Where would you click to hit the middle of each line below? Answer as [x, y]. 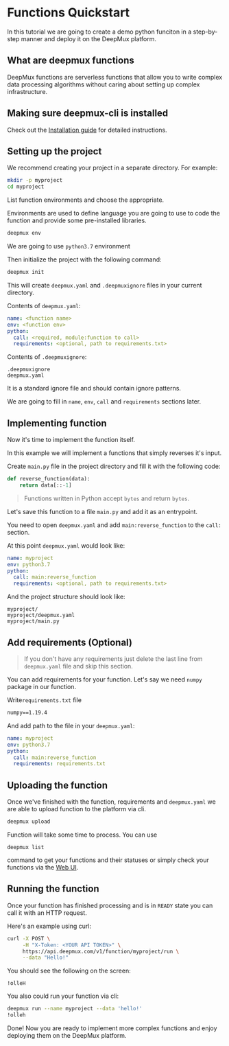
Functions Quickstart [69, 13]
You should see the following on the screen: [69, 971]
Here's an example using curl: [49, 926]
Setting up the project [55, 151]
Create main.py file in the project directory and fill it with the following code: [114, 466]
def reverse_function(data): [49, 479]
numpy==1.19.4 [27, 712]
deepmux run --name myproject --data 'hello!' [75, 1009]
